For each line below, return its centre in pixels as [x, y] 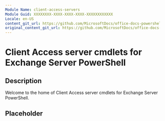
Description [23, 81]
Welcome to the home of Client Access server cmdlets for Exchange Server [82, 93]
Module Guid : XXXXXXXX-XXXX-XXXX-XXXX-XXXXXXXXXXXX [59, 14]
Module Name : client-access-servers [42, 10]
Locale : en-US [20, 19]
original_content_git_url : [33, 28]
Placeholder [24, 113]
